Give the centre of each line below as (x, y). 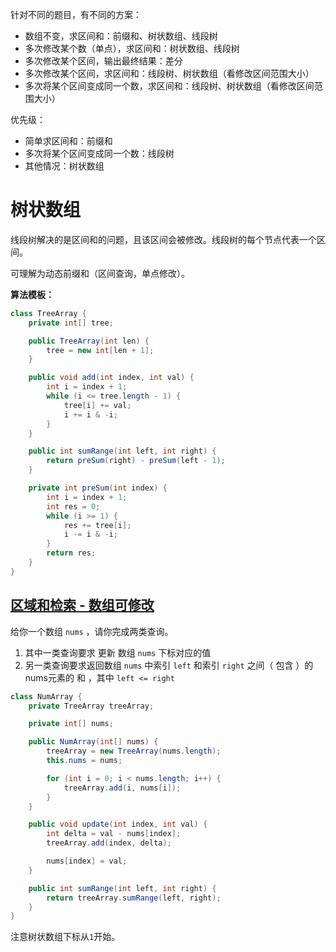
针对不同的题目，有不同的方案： (76, 14)
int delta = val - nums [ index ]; (114, 834)
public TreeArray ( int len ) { (89, 341)
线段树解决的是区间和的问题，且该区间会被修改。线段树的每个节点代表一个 (163, 239)
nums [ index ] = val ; (87, 861)
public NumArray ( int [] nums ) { (93, 742)
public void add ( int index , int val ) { (111, 378)
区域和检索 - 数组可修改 (82, 605)
